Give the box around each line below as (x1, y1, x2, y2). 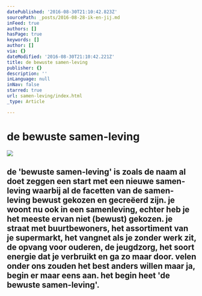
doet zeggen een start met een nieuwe (7, 176, 154, 186)
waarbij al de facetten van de (32, 185, 143, 196)
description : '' (7, 71, 47, 77)
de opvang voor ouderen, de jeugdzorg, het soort (7, 242, 195, 252)
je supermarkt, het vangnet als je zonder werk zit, (7, 233, 197, 243)
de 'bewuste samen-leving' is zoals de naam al (7, 166, 186, 177)
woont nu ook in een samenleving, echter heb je (7, 204, 190, 215)
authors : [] (7, 25, 37, 32)
